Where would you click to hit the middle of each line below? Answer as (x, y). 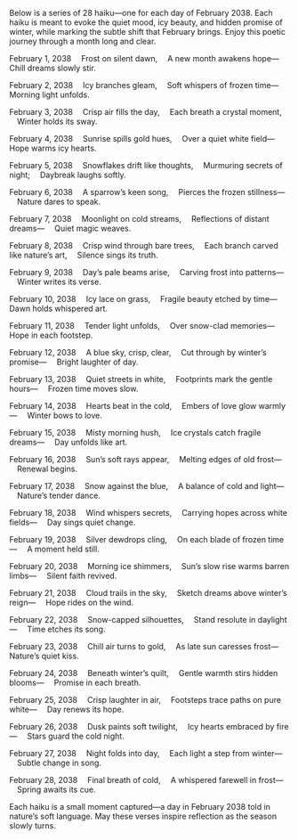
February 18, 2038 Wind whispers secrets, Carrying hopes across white (148, 513)
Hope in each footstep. (51, 335)
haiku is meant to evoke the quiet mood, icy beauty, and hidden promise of (146, 22)
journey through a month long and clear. (83, 41)
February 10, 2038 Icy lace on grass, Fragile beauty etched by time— (143, 299)
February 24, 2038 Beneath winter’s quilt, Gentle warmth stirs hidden (144, 673)
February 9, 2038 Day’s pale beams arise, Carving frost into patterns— (147, 272)
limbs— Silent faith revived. (63, 575)
